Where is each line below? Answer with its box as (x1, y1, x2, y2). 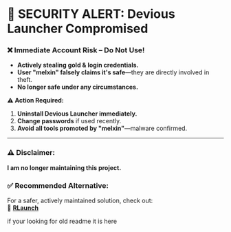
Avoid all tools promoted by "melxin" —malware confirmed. (16, 124, 188, 133)
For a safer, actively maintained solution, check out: (7, 196, 153, 205)
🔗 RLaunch (7, 204, 39, 212)
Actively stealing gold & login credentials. (16, 61, 139, 70)
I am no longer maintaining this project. (7, 163, 122, 171)
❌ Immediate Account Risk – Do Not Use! (7, 45, 145, 55)
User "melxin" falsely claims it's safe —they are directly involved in (16, 68, 210, 76)
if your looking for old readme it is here (7, 217, 118, 226)
